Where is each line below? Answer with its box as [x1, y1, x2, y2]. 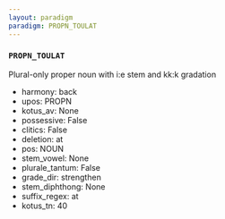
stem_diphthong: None [21, 181, 106, 192]
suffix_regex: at [21, 190, 79, 201]
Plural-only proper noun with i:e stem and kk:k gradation [8, 69, 217, 80]
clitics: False [21, 124, 68, 135]
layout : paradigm [8, 13, 74, 22]
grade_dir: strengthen [21, 172, 102, 182]
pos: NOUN [21, 143, 65, 154]
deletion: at [21, 133, 64, 144]
